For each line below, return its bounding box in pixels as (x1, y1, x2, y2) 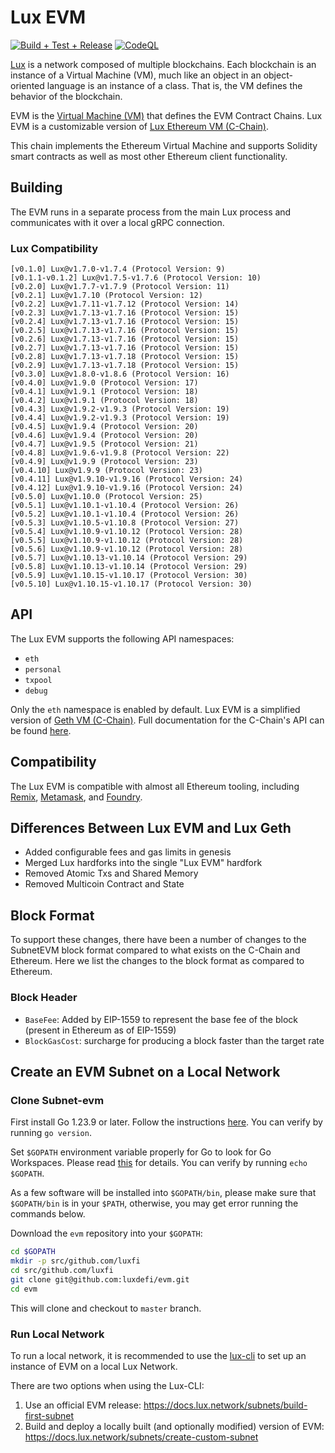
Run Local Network (10, 1327, 105, 1341)
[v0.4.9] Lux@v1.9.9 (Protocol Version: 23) (10, 457, 199, 467)
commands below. (10, 1208, 86, 1220)
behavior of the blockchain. (10, 90, 123, 102)
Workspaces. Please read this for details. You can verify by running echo (10, 1157, 308, 1169)
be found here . (10, 724, 72, 736)
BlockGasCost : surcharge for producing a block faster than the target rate (24, 1034, 325, 1046)
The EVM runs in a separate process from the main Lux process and (10, 206, 292, 218)
